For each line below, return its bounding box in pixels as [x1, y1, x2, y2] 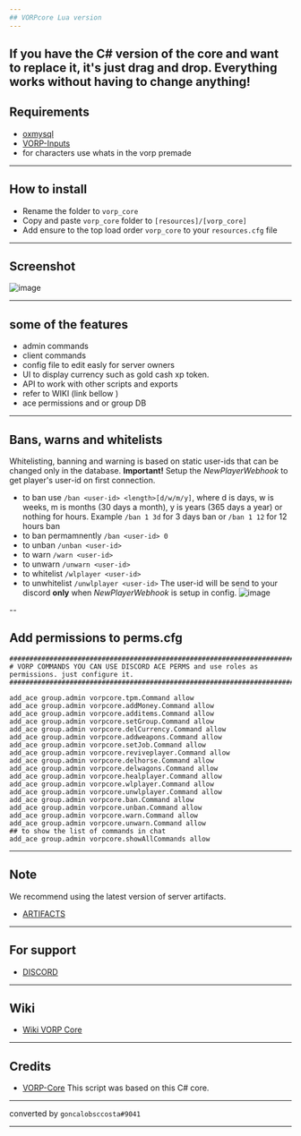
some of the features [9, 317, 128, 332]
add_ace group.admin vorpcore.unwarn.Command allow [9, 818, 206, 828]
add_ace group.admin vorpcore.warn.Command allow [9, 811, 199, 820]
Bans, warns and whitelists [9, 431, 163, 448]
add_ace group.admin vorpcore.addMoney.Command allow [9, 701, 215, 710]
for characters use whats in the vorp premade [21, 147, 192, 158]
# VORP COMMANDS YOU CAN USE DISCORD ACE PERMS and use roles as [9, 662, 258, 671]
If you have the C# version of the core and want [9, 47, 279, 62]
